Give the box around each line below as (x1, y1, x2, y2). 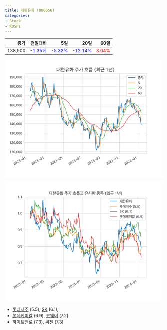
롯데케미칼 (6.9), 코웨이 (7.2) (12, 312, 69, 318)
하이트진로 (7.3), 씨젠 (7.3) (12, 319, 64, 325)
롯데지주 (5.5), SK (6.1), (12, 306, 59, 312)
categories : (5, 13, 30, 18)
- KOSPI (5, 24, 21, 29)
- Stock (5, 18, 21, 23)
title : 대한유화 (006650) (5, 8, 55, 13)
